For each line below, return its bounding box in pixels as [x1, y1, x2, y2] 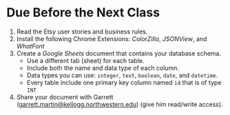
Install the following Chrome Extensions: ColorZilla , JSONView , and [16, 34, 207, 42]
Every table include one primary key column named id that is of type [26, 78, 222, 86]
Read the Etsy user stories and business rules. [16, 27, 148, 36]
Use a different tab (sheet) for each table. [26, 56, 145, 64]
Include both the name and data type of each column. [26, 64, 180, 72]
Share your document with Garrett [16, 92, 114, 101]
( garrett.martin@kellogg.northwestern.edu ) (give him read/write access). [16, 100, 223, 108]
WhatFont [16, 42, 45, 50]
